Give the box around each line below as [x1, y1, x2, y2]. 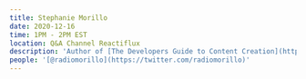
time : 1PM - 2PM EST [9, 30, 88, 39]
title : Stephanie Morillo [9, 13, 107, 23]
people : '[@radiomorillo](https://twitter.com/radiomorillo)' [9, 55, 250, 64]
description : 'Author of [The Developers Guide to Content [9, 47, 239, 56]
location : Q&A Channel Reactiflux [9, 38, 141, 48]
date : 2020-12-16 [9, 22, 76, 31]
